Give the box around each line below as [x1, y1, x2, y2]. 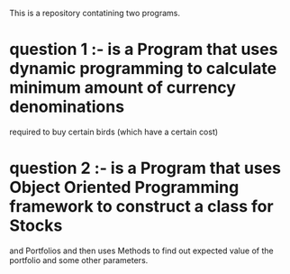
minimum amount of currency [9, 78, 237, 98]
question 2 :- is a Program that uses [9, 158, 282, 178]
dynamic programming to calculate [9, 59, 277, 79]
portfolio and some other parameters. [9, 254, 149, 265]
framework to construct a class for [9, 196, 274, 217]
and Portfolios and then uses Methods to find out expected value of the [9, 245, 274, 256]
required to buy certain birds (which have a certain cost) [9, 126, 219, 137]
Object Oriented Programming [9, 178, 240, 197]
